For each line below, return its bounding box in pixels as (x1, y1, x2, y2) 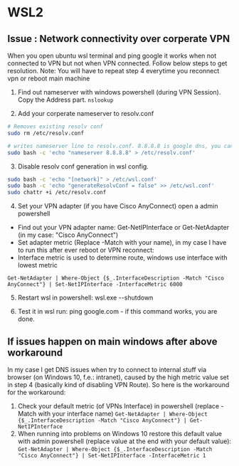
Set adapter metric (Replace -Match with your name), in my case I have (17, 238, 227, 247)
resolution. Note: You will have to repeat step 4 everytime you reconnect (7, 67, 220, 75)
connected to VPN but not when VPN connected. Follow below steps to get (7, 59, 228, 68)
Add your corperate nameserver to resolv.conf (17, 110, 154, 117)
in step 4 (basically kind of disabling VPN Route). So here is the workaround (7, 380, 230, 388)
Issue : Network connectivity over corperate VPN (7, 33, 230, 45)
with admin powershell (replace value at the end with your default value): (17, 437, 232, 445)
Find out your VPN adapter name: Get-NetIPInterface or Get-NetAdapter (17, 223, 230, 232)
